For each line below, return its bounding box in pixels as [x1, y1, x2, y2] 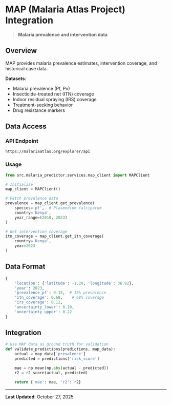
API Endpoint [5, 138, 38, 145]
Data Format [5, 262, 46, 271]
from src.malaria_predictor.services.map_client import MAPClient [5, 172, 150, 178]
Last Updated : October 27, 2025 [5, 394, 74, 400]
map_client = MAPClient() [5, 186, 60, 192]
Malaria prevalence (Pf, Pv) [12, 85, 70, 91]
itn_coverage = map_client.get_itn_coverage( [5, 234, 104, 239]
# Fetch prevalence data [5, 196, 58, 201]
